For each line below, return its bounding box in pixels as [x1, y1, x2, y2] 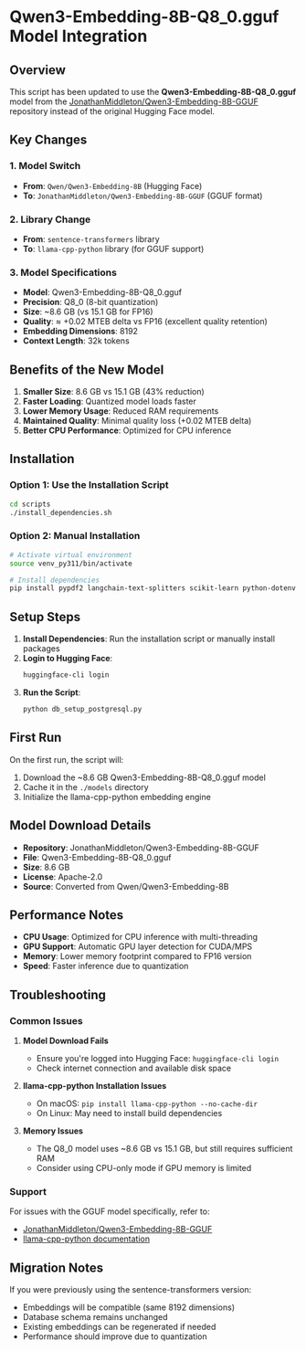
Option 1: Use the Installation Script [9, 479, 169, 491]
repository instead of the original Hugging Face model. [9, 106, 216, 116]
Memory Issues [22, 1125, 84, 1136]
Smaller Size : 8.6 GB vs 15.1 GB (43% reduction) [22, 386, 206, 397]
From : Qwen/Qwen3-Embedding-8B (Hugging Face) [22, 180, 203, 191]
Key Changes [9, 132, 88, 148]
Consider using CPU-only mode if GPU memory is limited [36, 1163, 252, 1174]
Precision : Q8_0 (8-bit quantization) [22, 297, 159, 308]
